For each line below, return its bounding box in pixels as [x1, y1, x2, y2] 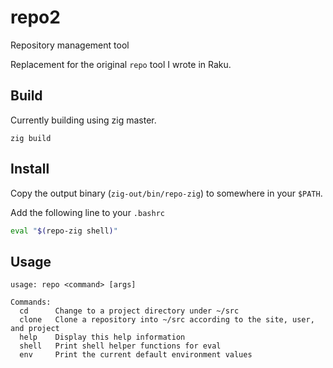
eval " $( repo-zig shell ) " [10, 226, 118, 236]
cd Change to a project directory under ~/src [19, 306, 240, 316]
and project [10, 324, 60, 334]
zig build [10, 133, 52, 143]
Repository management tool [10, 39, 130, 51]
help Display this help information [19, 332, 186, 343]
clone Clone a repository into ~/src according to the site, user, [19, 315, 315, 325]
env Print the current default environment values [19, 350, 253, 360]
